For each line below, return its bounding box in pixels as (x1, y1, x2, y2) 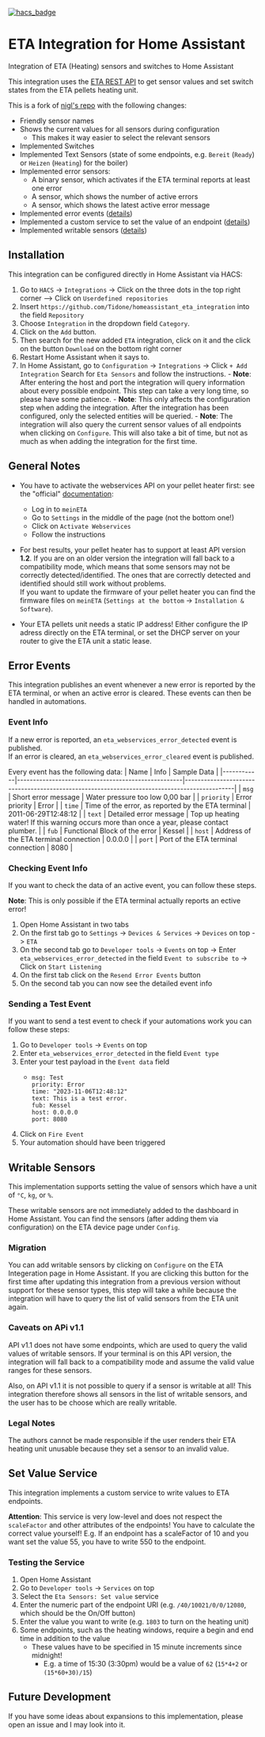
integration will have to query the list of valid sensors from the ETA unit (8, 1294, 239, 1303)
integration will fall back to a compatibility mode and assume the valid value (8, 1356, 255, 1367)
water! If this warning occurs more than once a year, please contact (8, 817, 229, 827)
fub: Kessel (31, 1102, 71, 1110)
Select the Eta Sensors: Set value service (19, 1592, 159, 1601)
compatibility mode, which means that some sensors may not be (19, 561, 231, 571)
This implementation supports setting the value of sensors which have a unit (8, 1182, 257, 1192)
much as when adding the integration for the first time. (19, 436, 198, 446)
